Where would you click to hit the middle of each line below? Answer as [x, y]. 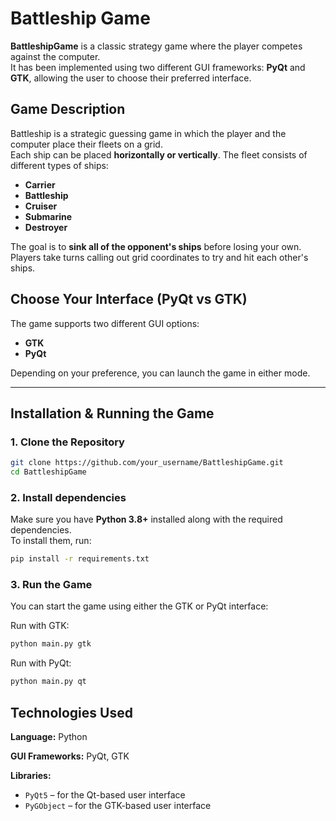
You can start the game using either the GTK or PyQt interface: [139, 606]
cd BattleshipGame [48, 472]
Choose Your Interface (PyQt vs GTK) [129, 299]
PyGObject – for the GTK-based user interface [118, 806]
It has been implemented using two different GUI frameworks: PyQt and [158, 67]
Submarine [48, 216]
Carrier [40, 184]
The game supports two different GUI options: [105, 323]
